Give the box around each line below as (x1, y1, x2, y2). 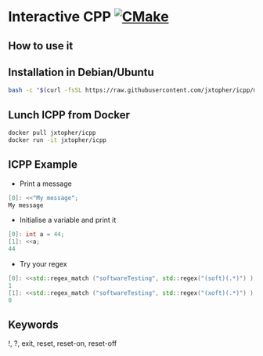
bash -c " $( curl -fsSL (8, 86, 82, 94)
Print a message (19, 179, 72, 188)
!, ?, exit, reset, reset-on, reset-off (8, 339, 117, 348)
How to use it (8, 39, 74, 53)
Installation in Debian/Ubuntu (8, 65, 154, 78)
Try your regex (19, 260, 68, 269)
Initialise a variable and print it (19, 216, 117, 225)
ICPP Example (8, 158, 78, 172)
